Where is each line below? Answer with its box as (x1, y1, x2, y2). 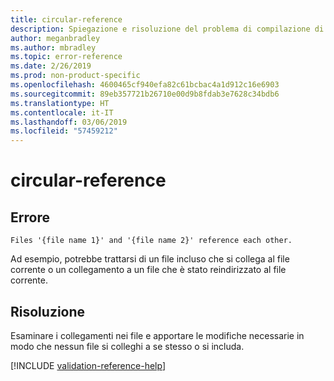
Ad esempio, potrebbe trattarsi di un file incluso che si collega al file (10, 253, 290, 265)
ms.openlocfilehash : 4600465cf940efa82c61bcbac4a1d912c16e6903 (10, 80, 280, 90)
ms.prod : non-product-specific (10, 71, 141, 81)
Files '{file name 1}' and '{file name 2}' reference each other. (10, 236, 293, 246)
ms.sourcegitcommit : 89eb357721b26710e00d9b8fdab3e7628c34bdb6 (10, 89, 280, 99)
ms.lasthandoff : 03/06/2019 (10, 117, 128, 127)
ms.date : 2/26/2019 (10, 61, 92, 71)
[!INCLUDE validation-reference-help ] (10, 359, 166, 371)
